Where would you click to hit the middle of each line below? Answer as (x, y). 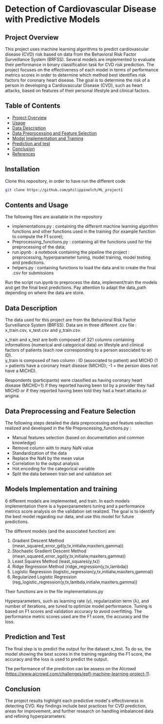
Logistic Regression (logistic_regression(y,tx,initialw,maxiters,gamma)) (82, 571)
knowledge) (24, 442)
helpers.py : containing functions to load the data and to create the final (84, 268)
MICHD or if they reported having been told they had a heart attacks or (76, 391)
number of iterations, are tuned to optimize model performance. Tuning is (79, 606)
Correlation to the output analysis (45, 463)
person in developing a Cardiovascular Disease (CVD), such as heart (74, 85)
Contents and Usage (37, 205)
